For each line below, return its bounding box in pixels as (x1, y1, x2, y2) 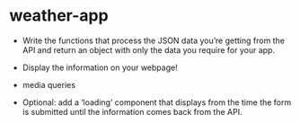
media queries (22, 79, 76, 90)
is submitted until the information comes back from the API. (22, 106, 243, 117)
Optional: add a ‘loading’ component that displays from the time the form (22, 96, 292, 108)
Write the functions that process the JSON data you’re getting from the (22, 35, 286, 46)
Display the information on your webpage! (22, 62, 178, 73)
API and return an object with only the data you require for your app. (22, 44, 276, 55)
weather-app (9, 5, 110, 26)
